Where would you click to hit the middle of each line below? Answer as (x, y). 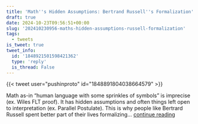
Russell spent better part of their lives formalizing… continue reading (91, 114)
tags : (13, 34)
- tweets (22, 39)
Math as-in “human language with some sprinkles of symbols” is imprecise (98, 95)
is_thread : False (33, 67)
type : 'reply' (29, 61)
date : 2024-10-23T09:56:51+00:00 (48, 23)
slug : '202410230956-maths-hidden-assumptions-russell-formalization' (96, 28)
